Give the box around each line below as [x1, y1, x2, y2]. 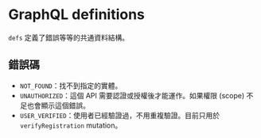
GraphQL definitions [8, 6, 146, 24]
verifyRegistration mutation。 [19, 121, 123, 130]
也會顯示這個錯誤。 [26, 101, 90, 110]
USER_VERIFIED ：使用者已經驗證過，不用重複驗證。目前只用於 [19, 110, 220, 120]
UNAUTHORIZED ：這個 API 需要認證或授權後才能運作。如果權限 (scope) [19, 90, 245, 100]
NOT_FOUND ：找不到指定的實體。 [19, 81, 123, 90]
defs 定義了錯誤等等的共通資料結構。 [8, 33, 130, 42]
